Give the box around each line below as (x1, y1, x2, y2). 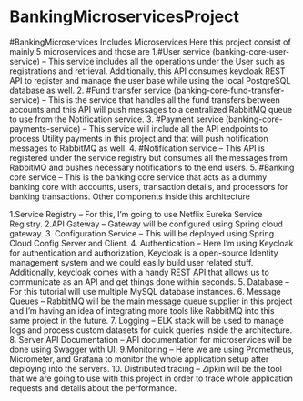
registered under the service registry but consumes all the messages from (9, 152, 288, 163)
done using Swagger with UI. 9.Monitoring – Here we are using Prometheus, (9, 344, 294, 355)
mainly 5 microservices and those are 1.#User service (9, 45, 211, 56)
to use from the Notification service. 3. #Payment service (9, 114, 225, 125)
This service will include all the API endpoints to (88, 123, 268, 134)
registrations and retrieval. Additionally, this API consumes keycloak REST (9, 65, 286, 76)
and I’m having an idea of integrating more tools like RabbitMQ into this (9, 305, 275, 316)
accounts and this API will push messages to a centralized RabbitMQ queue (9, 104, 293, 115)
